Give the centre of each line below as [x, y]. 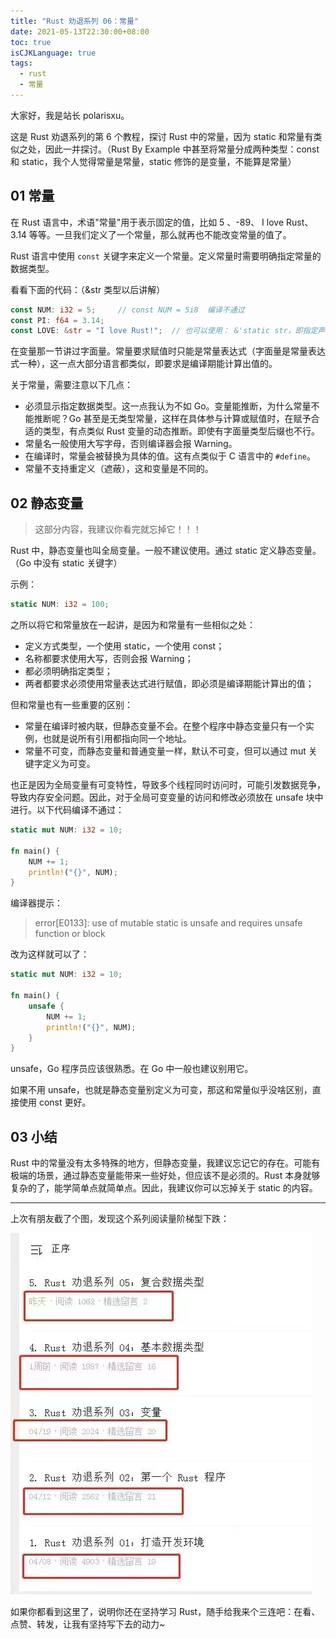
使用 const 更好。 [55, 1102]
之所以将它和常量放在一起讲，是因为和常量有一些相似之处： [133, 624]
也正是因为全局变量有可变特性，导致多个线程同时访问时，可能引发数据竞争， [168, 784]
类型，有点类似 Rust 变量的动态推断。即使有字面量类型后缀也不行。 [181, 431]
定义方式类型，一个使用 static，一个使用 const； [124, 646]
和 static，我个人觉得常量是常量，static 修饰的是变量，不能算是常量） [153, 161]
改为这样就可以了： [50, 954]
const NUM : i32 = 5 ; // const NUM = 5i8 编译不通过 [127, 310]
